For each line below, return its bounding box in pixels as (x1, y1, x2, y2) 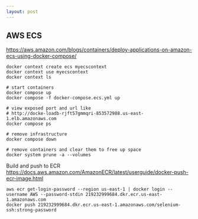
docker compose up (6, 90, 51, 96)
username (6, 192, 28, 198)
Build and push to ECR (6, 162, 61, 169)
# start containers (6, 85, 54, 91)
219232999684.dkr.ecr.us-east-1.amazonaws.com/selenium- (37, 202, 181, 208)
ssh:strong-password (6, 207, 57, 213)
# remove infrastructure (6, 131, 67, 137)
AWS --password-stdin (30, 192, 83, 198)
